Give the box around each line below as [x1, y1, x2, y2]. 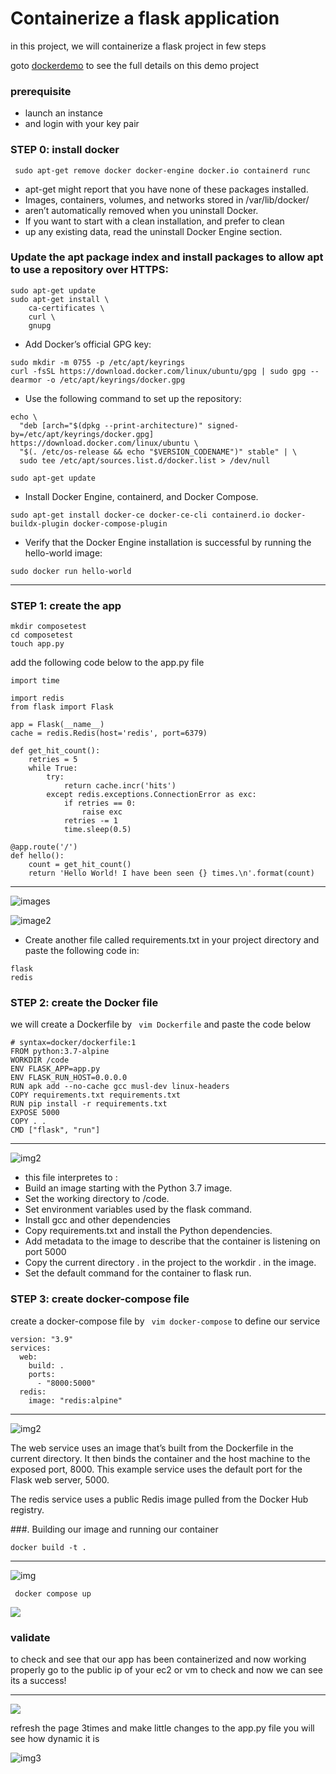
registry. [10, 1503, 45, 1516]
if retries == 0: [63, 798, 137, 809]
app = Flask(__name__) [10, 720, 105, 730]
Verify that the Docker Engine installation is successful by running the [24, 536, 312, 548]
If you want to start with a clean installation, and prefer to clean [24, 215, 285, 227]
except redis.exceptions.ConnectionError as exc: [46, 790, 257, 800]
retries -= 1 [63, 816, 118, 826]
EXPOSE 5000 [10, 1108, 60, 1118]
